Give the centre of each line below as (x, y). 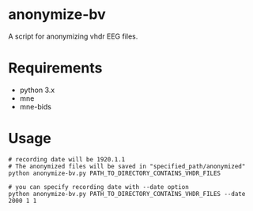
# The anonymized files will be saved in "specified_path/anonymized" (127, 166)
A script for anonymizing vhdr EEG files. (73, 36)
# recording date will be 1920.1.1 (67, 159)
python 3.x (37, 90)
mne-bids (35, 106)
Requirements (55, 68)
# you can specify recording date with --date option (99, 187)
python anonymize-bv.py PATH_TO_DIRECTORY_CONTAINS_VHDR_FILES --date (127, 194)
